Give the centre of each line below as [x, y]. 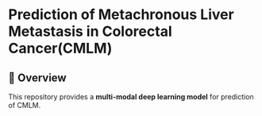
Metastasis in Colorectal [90, 31]
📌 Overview [37, 77]
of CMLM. [25, 105]
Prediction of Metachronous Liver [121, 15]
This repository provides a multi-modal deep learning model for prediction [131, 97]
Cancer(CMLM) [60, 48]
